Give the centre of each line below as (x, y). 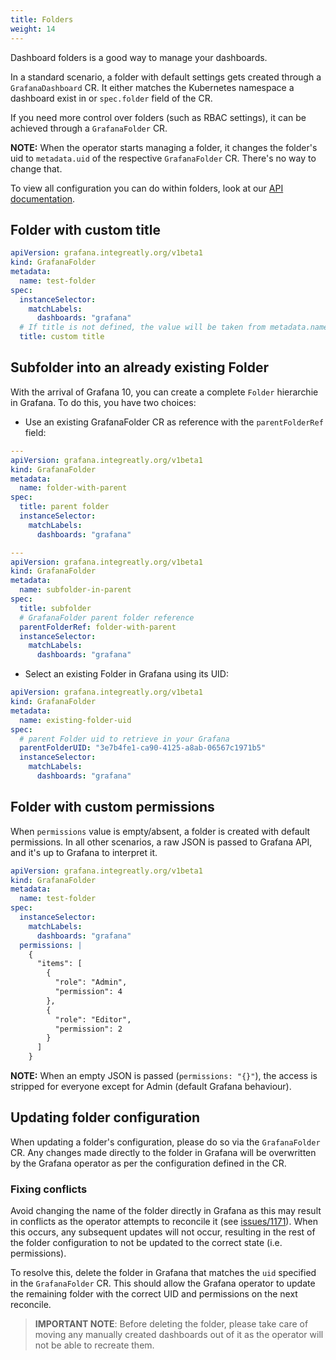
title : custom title (62, 337)
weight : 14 (33, 29)
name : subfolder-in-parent (75, 590)
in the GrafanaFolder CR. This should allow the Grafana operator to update (163, 1283)
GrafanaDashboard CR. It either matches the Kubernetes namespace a (152, 87)
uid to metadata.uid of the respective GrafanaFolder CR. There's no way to (163, 158)
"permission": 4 (88, 992)
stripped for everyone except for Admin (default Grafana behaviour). (151, 1087)
